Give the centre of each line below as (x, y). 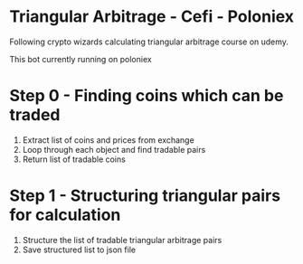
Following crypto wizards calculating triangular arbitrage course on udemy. (149, 42)
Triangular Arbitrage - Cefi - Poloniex (152, 17)
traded (35, 115)
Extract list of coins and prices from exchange (108, 140)
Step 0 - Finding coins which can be (147, 96)
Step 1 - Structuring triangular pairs (145, 196)
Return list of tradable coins (74, 159)
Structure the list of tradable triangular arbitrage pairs (122, 240)
